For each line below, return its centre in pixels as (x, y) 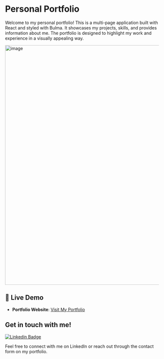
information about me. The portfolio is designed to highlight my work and (78, 33)
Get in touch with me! (38, 325)
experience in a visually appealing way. (44, 38)
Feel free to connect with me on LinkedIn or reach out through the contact (79, 346)
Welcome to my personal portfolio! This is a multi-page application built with (82, 23)
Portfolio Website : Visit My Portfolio (49, 309)
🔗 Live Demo (24, 298)
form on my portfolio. (26, 351)
